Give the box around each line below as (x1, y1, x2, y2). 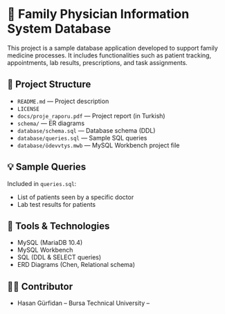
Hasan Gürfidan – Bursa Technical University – (17, 299, 150, 307)
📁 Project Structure (7, 79, 91, 91)
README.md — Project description (17, 97, 109, 105)
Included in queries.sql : (7, 179, 77, 187)
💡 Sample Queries (7, 161, 87, 173)
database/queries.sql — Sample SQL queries (17, 133, 147, 142)
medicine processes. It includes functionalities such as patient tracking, (7, 51, 212, 59)
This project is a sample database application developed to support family (7, 44, 218, 52)
